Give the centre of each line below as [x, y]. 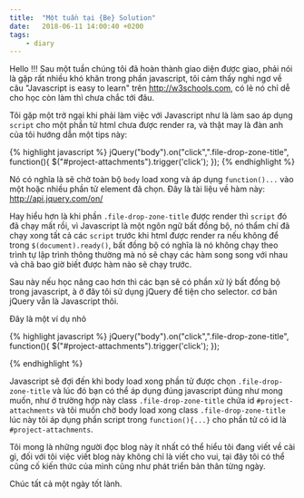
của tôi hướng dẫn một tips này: [69, 135]
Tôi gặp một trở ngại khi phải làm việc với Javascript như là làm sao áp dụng [151, 115]
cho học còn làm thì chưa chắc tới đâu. [82, 98]
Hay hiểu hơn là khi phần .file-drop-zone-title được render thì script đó [148, 216]
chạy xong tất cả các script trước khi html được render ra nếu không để [144, 236]
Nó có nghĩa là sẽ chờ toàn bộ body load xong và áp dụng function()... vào [152, 180]
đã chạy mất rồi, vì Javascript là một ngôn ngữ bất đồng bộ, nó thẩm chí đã [150, 226]
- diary [40, 43]
